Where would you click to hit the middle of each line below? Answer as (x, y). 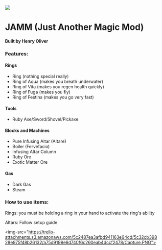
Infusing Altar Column (34, 152)
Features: (17, 53)
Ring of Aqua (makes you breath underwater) (58, 81)
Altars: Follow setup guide (31, 222)
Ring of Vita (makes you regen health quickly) (58, 87)
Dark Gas (22, 184)
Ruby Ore (22, 157)
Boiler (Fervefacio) (31, 147)
